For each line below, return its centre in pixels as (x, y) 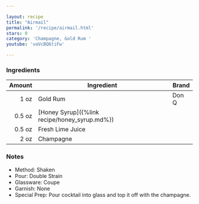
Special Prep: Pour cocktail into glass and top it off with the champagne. (103, 195)
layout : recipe (25, 17)
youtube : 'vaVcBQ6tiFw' (36, 44)
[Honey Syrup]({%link (69, 112)
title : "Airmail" (28, 22)
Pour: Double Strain (38, 176)
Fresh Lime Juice (62, 129)
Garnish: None (32, 188)
